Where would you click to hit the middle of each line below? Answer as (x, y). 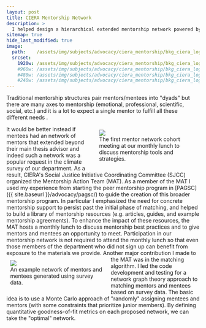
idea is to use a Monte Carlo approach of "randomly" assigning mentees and (103, 299)
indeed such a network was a (44, 155)
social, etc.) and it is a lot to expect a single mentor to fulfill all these (92, 111)
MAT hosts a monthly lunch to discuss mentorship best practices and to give (103, 227)
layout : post (23, 12)
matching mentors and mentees (151, 286)
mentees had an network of (41, 136)
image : (15, 47)
